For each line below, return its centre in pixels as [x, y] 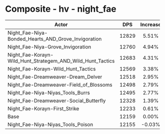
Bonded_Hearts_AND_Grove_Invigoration [55, 39]
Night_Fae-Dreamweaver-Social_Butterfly [57, 100]
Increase [151, 24]
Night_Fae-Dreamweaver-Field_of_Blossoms [60, 85]
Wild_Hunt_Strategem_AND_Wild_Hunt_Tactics [61, 61]
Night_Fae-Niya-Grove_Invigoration [49, 46]
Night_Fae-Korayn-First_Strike [43, 109]
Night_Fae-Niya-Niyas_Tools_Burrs [49, 92]
